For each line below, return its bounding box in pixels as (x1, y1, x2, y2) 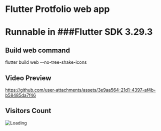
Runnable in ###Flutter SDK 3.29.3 (5, 26, 153, 38)
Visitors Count (5, 107, 51, 115)
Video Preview (5, 74, 51, 82)
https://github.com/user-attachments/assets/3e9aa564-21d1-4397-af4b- (5, 87, 156, 93)
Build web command (5, 46, 70, 54)
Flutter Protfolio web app (5, 3, 110, 15)
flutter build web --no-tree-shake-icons (5, 59, 87, 65)
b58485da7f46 (5, 92, 36, 98)
